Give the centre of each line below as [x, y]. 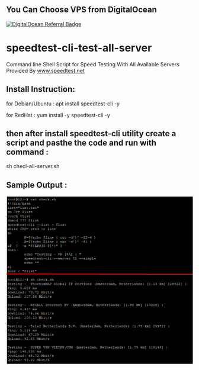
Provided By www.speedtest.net [45, 70]
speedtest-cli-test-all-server [79, 48]
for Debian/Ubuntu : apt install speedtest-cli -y [63, 104]
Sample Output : [37, 185]
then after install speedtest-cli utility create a [91, 133]
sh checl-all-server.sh [33, 166]
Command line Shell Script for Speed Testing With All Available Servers [93, 64]
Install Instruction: [41, 89]
